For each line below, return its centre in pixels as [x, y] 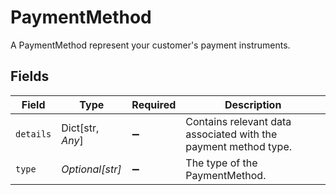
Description [253, 104]
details [33, 134]
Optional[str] [91, 169]
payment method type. [239, 146]
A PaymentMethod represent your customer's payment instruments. [150, 45]
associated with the [231, 134]
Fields [30, 76]
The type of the [221, 163]
